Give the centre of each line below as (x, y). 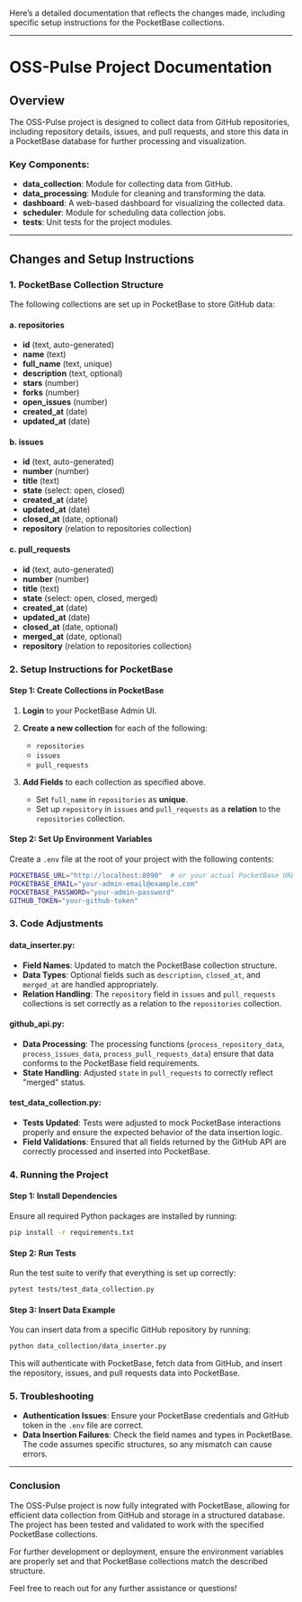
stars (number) (50, 383)
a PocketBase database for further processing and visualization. (128, 141)
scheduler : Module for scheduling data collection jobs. (124, 213)
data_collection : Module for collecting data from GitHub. (128, 184)
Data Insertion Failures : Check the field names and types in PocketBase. (157, 1435)
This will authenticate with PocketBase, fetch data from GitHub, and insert (146, 1364)
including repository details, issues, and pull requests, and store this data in (149, 131)
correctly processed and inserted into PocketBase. (116, 1151)
